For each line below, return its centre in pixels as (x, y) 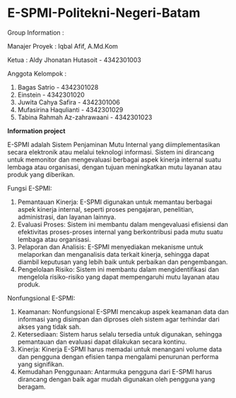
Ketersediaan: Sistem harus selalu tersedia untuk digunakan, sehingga (120, 334)
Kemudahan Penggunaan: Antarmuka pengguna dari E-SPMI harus (114, 371)
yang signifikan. (41, 364)
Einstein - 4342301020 (51, 95)
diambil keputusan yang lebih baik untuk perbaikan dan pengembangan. (123, 262)
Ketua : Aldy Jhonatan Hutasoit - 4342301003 (74, 60)
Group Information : (36, 32)
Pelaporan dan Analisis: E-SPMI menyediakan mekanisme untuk (110, 247)
